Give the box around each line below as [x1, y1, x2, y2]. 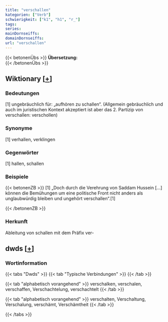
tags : [5, 21, 17, 27]
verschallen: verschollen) [5, 112, 58, 118]
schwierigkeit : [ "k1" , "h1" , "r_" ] [5, 17, 80, 22]
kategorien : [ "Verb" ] [5, 12, 51, 17]
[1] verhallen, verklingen [5, 136, 56, 142]
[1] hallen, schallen [5, 160, 44, 167]
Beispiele [5, 173, 29, 180]
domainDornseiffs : [5, 36, 44, 41]
